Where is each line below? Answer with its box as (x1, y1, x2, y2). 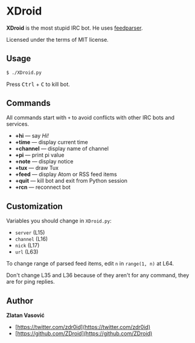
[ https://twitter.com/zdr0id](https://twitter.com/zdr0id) (14, 324, 151, 331)
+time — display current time (14, 139, 89, 146)
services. (6, 120, 29, 128)
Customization (6, 201, 63, 211)
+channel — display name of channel (14, 145, 109, 152)
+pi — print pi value (14, 151, 65, 158)
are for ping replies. (6, 278, 56, 286)
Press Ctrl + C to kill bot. (6, 80, 71, 88)
